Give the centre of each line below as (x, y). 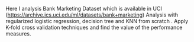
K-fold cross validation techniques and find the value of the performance (94, 27)
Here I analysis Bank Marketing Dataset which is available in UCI (84, 9)
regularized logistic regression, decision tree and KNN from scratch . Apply (97, 21)
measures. (18, 34)
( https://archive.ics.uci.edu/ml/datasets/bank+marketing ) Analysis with (92, 15)
